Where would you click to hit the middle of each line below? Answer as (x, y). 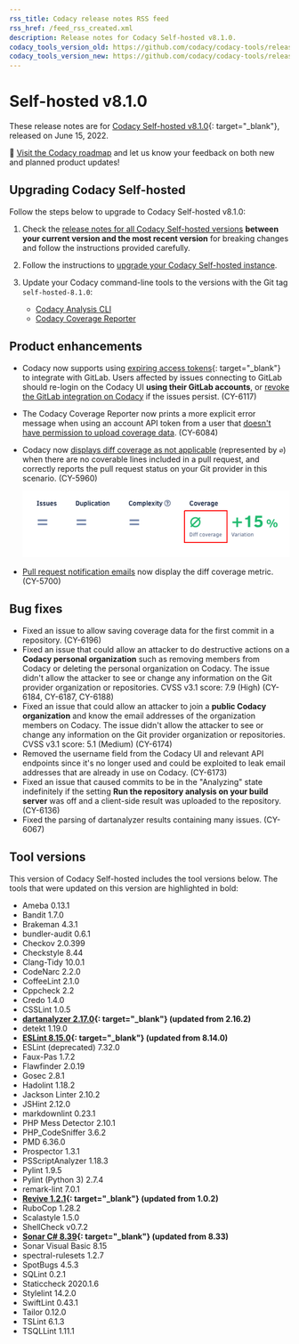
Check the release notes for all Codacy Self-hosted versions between (150, 229)
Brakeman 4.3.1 (50, 924)
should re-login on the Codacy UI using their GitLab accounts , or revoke (156, 386)
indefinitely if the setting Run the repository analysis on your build (145, 791)
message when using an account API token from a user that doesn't (146, 423)
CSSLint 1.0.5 (46, 1009)
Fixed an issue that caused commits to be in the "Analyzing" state (142, 781)
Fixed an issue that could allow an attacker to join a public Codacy (144, 706)
